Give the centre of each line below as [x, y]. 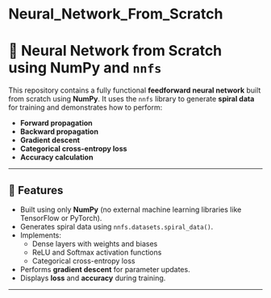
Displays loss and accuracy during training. [93, 278]
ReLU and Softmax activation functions [97, 252]
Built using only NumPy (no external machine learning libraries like [131, 209]
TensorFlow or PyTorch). [61, 217]
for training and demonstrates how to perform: [85, 108]
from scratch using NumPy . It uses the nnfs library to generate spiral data [131, 99]
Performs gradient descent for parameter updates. [105, 269]
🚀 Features [36, 190]
